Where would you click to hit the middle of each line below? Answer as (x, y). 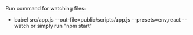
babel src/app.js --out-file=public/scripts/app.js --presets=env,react (97, 20)
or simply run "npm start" (61, 26)
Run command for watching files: (46, 8)
